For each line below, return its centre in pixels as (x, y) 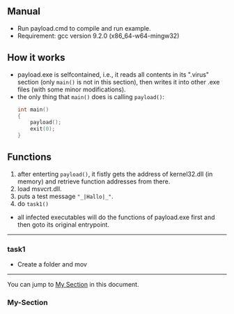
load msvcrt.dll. (39, 188)
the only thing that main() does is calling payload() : (91, 96)
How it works (36, 58)
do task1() (33, 203)
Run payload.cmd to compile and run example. (84, 28)
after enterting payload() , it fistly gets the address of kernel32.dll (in (115, 174)
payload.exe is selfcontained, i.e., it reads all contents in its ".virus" (113, 74)
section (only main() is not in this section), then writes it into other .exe (118, 82)
